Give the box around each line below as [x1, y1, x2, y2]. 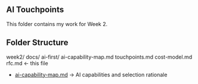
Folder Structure [6, 38, 69, 48]
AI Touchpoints [6, 5, 64, 15]
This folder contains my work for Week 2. [6, 20, 108, 27]
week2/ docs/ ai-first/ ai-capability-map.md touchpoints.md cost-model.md [6, 53, 193, 60]
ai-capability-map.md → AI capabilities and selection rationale [14, 71, 168, 78]
